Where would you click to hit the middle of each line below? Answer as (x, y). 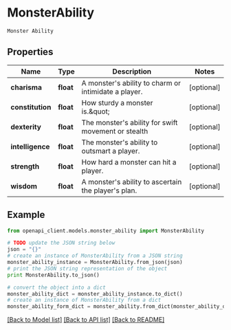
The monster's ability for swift (130, 122)
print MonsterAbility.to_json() (53, 275)
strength (25, 166)
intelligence (30, 146)
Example (26, 215)
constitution (31, 107)
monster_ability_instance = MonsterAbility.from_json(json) (95, 263)
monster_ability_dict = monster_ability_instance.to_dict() (95, 294)
